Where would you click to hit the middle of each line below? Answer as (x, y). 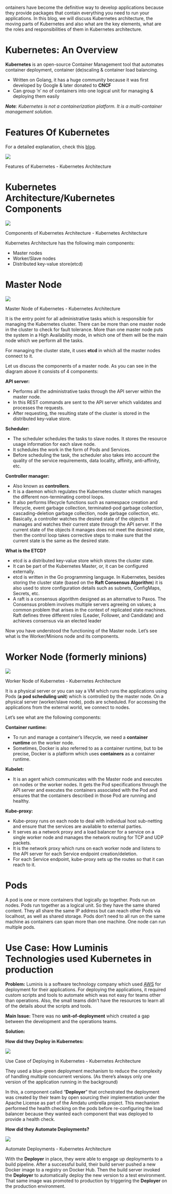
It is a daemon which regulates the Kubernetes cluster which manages (87, 491)
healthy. (21, 801)
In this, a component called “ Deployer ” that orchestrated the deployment (82, 1092)
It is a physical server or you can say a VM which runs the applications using (86, 691)
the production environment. (35, 1186)
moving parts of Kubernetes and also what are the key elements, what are (83, 24)
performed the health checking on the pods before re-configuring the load (84, 1108)
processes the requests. (38, 408)
